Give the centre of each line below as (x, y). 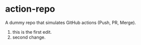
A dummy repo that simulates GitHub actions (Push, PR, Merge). (71, 22)
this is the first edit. (32, 32)
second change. (29, 37)
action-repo (30, 9)
